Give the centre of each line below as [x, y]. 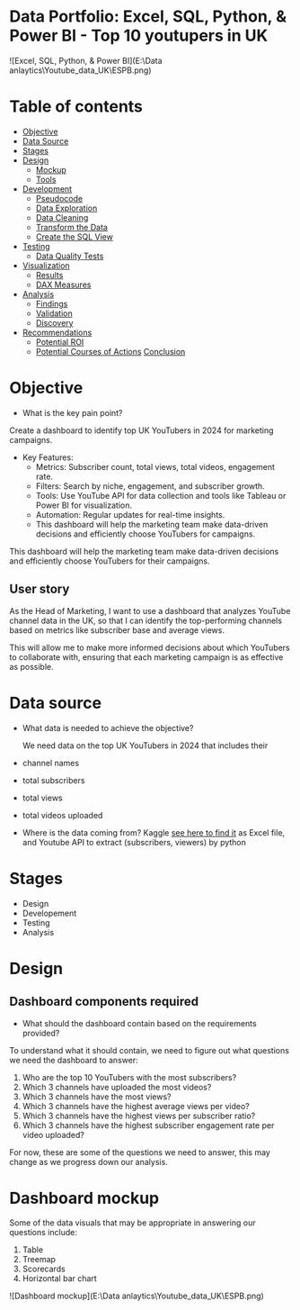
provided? [41, 1033]
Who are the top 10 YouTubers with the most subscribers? [129, 1077]
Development [47, 189]
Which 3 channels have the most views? [97, 1097]
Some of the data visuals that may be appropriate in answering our [132, 1223]
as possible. [31, 666]
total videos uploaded [62, 815]
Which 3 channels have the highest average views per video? [136, 1106]
